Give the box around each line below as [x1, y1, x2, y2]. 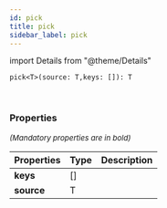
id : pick [9, 13, 43, 23]
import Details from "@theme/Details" [9, 56, 152, 67]
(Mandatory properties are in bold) [9, 132, 131, 142]
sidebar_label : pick [9, 30, 89, 39]
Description [100, 153, 153, 166]
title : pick [9, 22, 55, 31]
